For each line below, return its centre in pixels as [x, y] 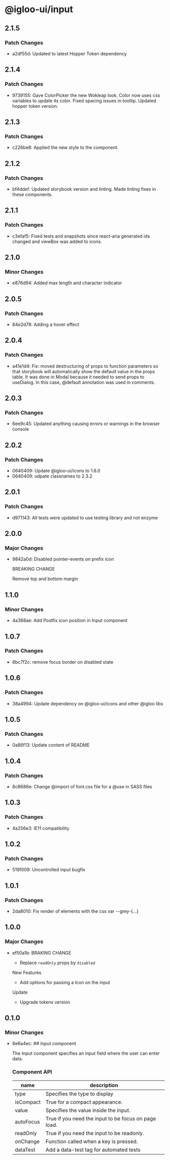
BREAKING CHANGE [33, 569]
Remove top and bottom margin [45, 579]
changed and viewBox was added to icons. [57, 241]
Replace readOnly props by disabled [57, 963]
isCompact [28, 1102]
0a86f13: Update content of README [51, 745]
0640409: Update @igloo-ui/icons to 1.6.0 [56, 471]
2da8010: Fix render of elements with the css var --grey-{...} [75, 911]
